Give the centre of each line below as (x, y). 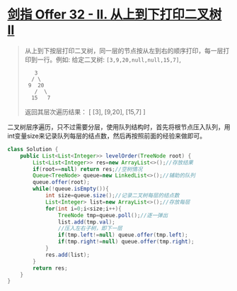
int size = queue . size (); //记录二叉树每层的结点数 (112, 196)
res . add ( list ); (68, 255)
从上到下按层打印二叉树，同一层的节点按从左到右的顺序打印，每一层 (124, 50)
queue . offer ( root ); (62, 182)
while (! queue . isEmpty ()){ (71, 189)
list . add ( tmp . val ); (86, 222)
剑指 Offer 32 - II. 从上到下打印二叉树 (115, 15)
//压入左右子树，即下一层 (90, 229)
